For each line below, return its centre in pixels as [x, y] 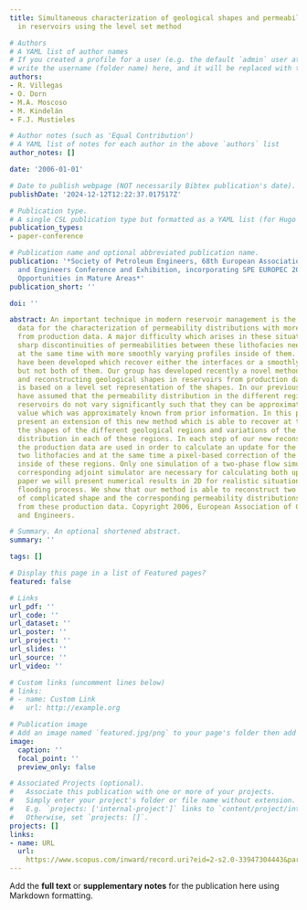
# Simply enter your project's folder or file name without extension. [153, 800]
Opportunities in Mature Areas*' [81, 278]
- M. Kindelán [37, 111]
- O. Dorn [28, 94]
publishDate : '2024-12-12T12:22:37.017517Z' [95, 194]
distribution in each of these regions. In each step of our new [145, 439]
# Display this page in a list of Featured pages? [108, 573]
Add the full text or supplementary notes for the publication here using [145, 886]
